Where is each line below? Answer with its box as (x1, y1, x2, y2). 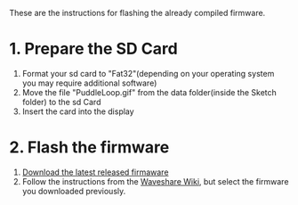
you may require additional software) (21, 78, 157, 88)
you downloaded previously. (21, 185, 126, 196)
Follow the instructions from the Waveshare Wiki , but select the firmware (21, 176, 289, 186)
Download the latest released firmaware (21, 167, 169, 177)
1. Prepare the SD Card (9, 39, 178, 59)
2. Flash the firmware (9, 137, 170, 158)
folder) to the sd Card (21, 96, 101, 107)
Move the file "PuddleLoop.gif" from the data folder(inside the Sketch (21, 86, 278, 97)
